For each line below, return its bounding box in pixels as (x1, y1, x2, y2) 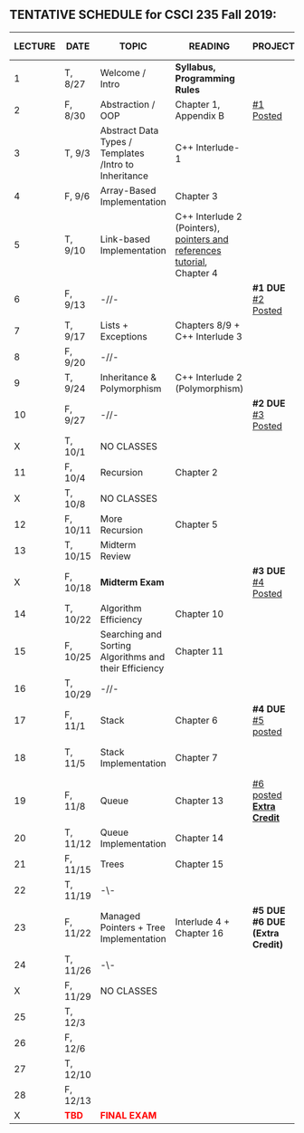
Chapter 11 (175, 645, 224, 658)
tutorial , (175, 255, 208, 268)
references (175, 244, 222, 256)
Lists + (100, 319, 129, 331)
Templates (100, 147, 145, 159)
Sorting (100, 639, 131, 651)
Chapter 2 (175, 466, 219, 478)
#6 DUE (252, 915, 286, 927)
